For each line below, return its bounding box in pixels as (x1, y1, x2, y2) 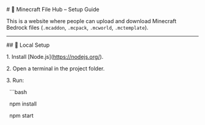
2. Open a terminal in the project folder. (6, 65, 105, 72)
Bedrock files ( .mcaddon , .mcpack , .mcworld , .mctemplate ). (6, 24, 149, 31)
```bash (9, 89, 27, 95)
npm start (9, 112, 34, 119)
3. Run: (6, 76, 24, 84)
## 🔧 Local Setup (6, 41, 50, 49)
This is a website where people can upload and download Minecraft (6, 18, 177, 24)
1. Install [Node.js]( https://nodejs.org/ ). (6, 53, 104, 60)
